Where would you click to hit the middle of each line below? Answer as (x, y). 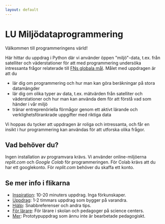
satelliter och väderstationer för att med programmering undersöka (73, 63)
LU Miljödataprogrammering (64, 34)
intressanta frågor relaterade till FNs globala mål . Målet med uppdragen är (81, 68)
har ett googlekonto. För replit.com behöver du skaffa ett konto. (70, 168)
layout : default (22, 10)
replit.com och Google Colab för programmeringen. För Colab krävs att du (80, 162)
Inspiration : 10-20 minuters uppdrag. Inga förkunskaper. (69, 195)
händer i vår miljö (30, 104)
